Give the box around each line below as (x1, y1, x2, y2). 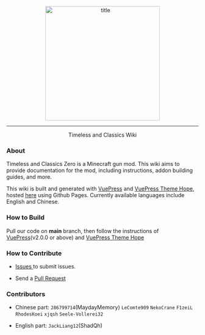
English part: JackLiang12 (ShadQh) (15, 322, 103, 330)
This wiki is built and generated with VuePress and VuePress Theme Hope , (6, 185, 195, 192)
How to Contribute (6, 249, 62, 258)
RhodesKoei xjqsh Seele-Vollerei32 (15, 311, 104, 317)
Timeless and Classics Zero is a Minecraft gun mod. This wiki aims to (6, 160, 180, 168)
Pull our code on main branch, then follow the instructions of (6, 227, 159, 234)
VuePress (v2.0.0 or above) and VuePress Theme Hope (6, 234, 145, 241)
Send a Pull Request (15, 275, 66, 282)
